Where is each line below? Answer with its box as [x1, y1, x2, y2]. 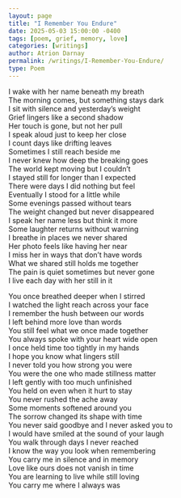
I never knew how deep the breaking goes [8, 155, 149, 165]
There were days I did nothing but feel [8, 181, 136, 191]
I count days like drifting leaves [8, 138, 112, 148]
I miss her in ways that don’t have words [8, 250, 143, 260]
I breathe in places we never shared [8, 232, 128, 243]
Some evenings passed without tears [8, 198, 132, 208]
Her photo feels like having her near [8, 241, 128, 251]
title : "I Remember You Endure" [8, 19, 117, 27]
